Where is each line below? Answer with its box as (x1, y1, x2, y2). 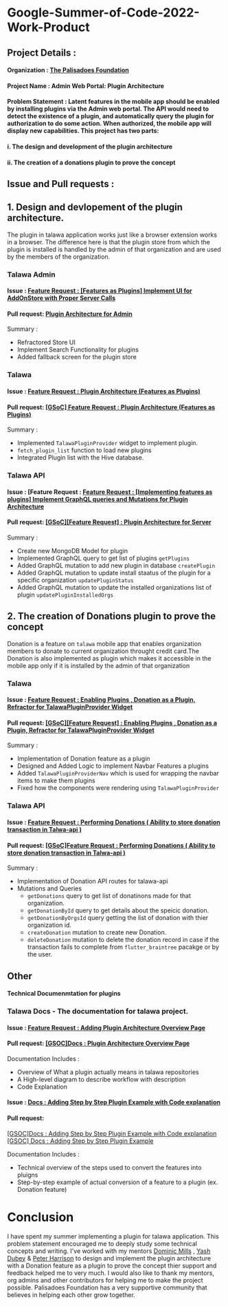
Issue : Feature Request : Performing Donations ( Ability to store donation (7, 817, 221, 826)
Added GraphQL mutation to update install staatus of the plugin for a (16, 568, 211, 577)
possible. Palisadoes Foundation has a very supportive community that (7, 1283, 207, 1292)
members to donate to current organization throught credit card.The (7, 647, 199, 655)
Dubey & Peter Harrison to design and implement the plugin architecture (7, 1254, 212, 1262)
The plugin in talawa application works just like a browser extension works (7, 231, 218, 239)
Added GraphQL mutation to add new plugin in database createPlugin (16, 561, 216, 569)
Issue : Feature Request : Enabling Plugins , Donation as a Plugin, (7, 696, 196, 704)
